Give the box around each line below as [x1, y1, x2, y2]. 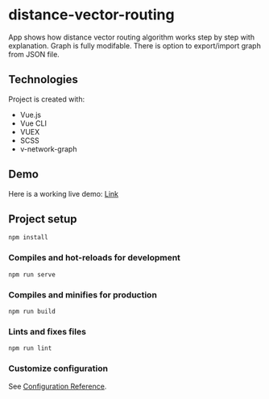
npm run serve [8, 270, 56, 279]
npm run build [8, 307, 56, 315]
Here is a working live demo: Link [8, 189, 119, 198]
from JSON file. [8, 49, 60, 59]
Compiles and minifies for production [8, 289, 157, 300]
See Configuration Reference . [8, 381, 107, 391]
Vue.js [19, 110, 42, 119]
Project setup [8, 212, 78, 226]
